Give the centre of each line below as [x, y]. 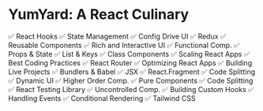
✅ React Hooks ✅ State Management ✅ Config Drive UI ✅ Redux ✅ [117, 36]
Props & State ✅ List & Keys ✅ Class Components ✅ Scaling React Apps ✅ [129, 54]
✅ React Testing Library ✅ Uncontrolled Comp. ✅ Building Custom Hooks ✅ [131, 89]
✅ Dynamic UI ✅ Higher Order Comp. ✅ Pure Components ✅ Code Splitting [131, 80]
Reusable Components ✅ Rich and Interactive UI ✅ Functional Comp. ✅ [124, 45]
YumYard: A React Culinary [99, 15]
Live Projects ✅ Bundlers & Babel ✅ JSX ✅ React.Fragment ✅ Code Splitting [132, 72]
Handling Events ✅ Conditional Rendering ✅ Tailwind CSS [102, 98]
